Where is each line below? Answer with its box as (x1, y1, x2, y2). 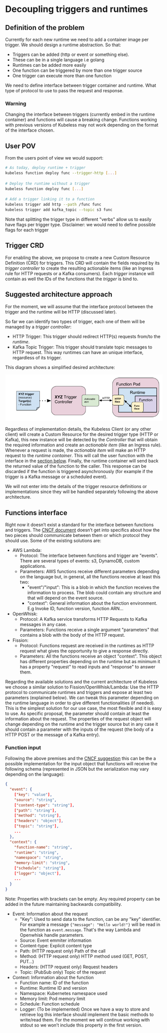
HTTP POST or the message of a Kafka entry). (5, 731, 100, 737)
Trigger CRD (5, 241, 44, 250)
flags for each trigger (5, 227, 49, 233)
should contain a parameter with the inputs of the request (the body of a (5, 726, 154, 732)
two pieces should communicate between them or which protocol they (5, 532, 151, 538)
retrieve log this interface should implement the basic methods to (19, 1011, 154, 1018)
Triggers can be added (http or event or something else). (12, 51, 130, 57)
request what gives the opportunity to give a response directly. (19, 648, 149, 654)
